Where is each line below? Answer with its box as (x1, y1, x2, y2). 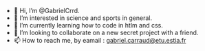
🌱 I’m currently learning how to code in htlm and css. (13, 21, 163, 29)
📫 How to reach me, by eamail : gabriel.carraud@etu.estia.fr (13, 37, 186, 44)
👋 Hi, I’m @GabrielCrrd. (13, 7, 80, 14)
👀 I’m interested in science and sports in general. (13, 14, 153, 22)
